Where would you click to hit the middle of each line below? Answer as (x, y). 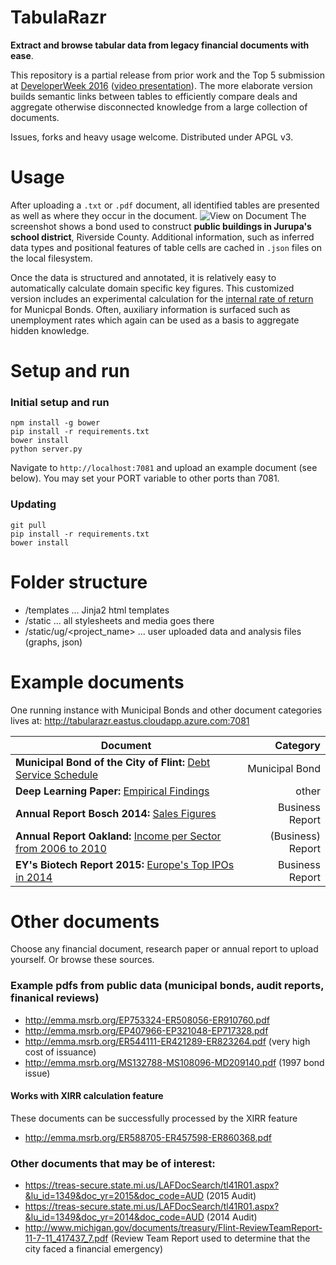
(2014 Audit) (232, 1217)
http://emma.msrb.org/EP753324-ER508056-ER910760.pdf (147, 1020)
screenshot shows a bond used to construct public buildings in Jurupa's (161, 226)
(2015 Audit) (231, 1196)
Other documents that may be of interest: (113, 1163)
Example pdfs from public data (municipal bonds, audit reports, (167, 986)
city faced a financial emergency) (94, 1249)
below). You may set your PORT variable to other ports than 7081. (145, 478)
